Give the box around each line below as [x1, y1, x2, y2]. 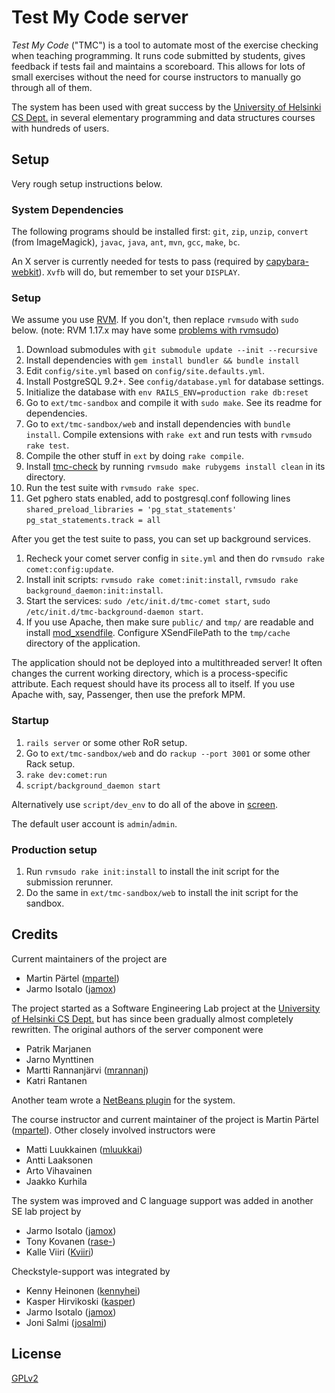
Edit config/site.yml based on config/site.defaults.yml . [25, 365, 266, 377]
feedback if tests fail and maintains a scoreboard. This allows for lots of [11, 60, 306, 72]
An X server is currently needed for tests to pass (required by [11, 256, 264, 268]
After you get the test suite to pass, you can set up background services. [11, 533, 311, 545]
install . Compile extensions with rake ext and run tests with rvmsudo [25, 429, 313, 441]
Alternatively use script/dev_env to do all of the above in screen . [11, 798, 279, 810]
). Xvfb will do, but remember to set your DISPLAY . [38, 266, 241, 278]
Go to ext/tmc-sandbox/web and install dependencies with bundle [25, 418, 291, 430]
